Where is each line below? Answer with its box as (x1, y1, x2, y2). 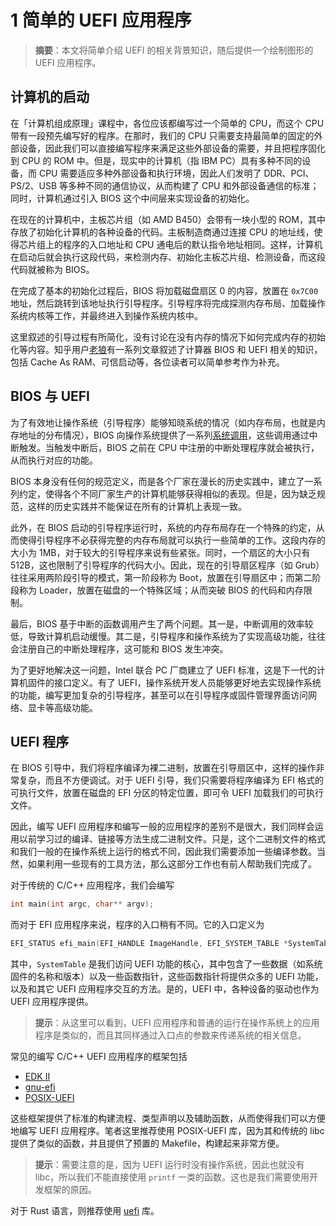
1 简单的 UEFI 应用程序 (10, 9, 192, 32)
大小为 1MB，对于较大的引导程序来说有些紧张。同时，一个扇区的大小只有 (10, 546, 311, 558)
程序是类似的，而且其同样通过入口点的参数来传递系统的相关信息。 (34, 1029, 307, 1041)
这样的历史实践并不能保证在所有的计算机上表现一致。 (27, 500, 247, 512)
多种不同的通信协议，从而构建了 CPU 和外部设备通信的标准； (68, 179, 320, 191)
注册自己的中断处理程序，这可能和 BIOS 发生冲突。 (18, 642, 229, 655)
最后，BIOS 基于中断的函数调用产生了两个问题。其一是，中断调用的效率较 (10, 617, 314, 630)
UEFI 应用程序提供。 (10, 996, 94, 1008)
